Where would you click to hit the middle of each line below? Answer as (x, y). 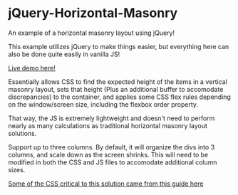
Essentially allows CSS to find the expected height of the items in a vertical (118, 81)
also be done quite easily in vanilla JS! (64, 54)
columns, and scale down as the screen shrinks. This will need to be (108, 154)
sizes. (17, 169)
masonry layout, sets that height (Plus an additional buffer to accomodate (116, 89)
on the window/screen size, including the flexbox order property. (103, 104)
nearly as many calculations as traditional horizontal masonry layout (108, 125)
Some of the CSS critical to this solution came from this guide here (106, 184)
